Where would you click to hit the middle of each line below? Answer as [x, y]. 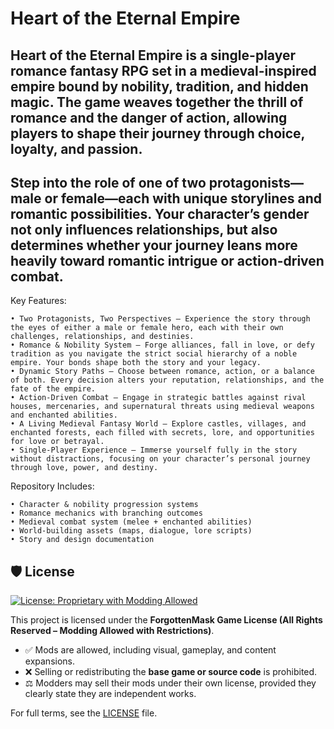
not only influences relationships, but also [144, 229]
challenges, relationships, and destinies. [102, 337]
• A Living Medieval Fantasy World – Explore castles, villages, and [158, 424]
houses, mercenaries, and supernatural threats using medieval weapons [162, 407]
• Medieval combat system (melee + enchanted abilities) [131, 522]
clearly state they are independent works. [110, 694]
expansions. [49, 661]
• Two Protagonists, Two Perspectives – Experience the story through [160, 319]
